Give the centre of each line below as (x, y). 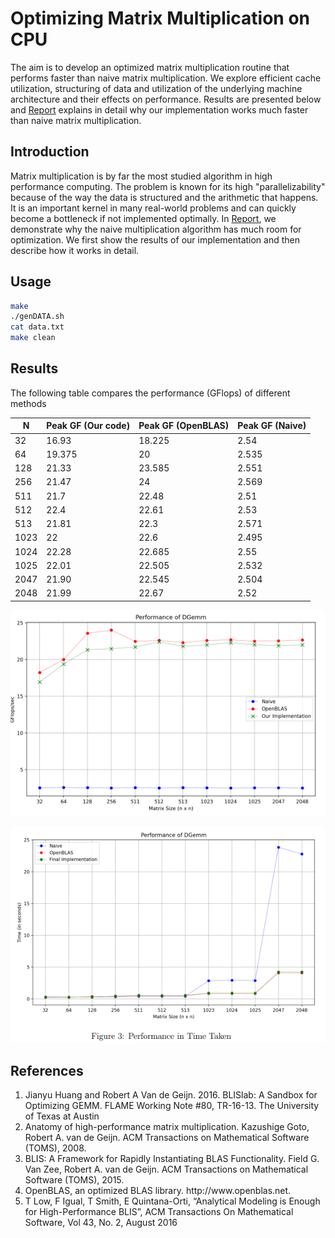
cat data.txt (37, 327)
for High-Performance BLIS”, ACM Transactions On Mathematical (159, 1212)
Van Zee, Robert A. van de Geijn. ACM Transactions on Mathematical (166, 1169)
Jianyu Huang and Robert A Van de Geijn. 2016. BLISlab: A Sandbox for (171, 1095)
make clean (33, 338)
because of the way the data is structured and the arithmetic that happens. (164, 197)
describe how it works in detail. (75, 250)
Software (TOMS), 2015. (74, 1180)
